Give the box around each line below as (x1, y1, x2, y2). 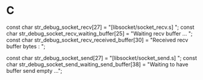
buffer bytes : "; (6, 43, 45, 50)
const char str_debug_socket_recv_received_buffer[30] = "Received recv (6, 36, 188, 43)
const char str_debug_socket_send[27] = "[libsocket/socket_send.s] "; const (6, 54, 197, 61)
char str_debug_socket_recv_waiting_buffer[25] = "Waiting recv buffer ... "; (6, 29, 193, 37)
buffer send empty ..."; (6, 67, 62, 74)
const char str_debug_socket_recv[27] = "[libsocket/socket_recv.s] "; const (6, 23, 195, 31)
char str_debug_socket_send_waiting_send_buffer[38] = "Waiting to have (6, 61, 189, 68)
